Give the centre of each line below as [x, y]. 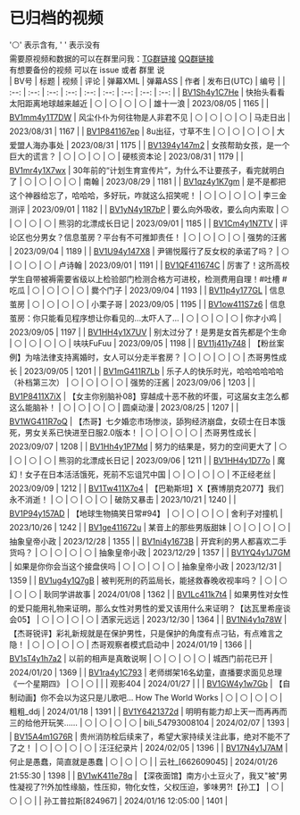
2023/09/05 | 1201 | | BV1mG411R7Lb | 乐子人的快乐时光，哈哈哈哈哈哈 [154, 370]
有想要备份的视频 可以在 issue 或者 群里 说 [87, 70]
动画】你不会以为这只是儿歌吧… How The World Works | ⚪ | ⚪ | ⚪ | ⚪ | [150, 697]
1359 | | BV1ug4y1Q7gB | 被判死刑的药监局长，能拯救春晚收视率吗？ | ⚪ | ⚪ [148, 580]
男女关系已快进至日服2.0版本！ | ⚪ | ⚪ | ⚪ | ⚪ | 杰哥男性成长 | [141, 432]
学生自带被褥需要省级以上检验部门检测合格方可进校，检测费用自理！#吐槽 [145, 279]
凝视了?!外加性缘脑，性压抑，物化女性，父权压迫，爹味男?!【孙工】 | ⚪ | [150, 786]
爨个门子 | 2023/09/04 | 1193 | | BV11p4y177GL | [179, 290]
